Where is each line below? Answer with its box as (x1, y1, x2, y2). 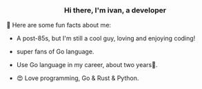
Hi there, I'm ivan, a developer (63, 5, 167, 15)
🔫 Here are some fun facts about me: (6, 21, 112, 29)
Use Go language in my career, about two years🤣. (16, 61, 158, 69)
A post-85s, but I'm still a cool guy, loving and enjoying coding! (16, 34, 196, 42)
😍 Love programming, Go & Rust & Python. (16, 74, 139, 82)
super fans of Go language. (16, 47, 94, 56)
